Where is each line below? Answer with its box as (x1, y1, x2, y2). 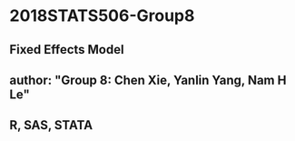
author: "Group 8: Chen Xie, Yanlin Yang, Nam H (9, 72, 287, 87)
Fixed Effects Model (9, 42, 124, 57)
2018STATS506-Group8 (9, 5, 195, 26)
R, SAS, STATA (9, 117, 93, 133)
